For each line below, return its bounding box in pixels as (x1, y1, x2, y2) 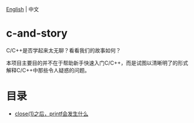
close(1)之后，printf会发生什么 (14, 110, 89, 117)
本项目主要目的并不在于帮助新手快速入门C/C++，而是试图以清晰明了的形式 (6, 59, 189, 67)
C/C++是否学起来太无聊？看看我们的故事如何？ (6, 46, 121, 54)
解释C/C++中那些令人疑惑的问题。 (6, 67, 90, 74)
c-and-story (6, 26, 68, 40)
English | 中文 (6, 6, 40, 12)
